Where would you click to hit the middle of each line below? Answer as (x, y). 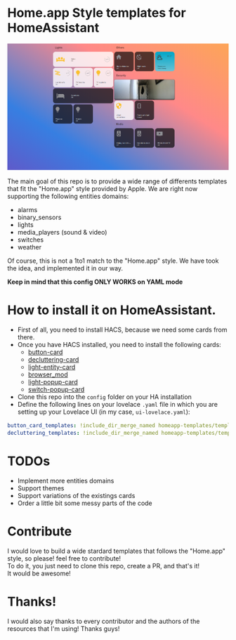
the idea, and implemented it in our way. (65, 268)
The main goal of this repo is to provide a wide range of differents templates (117, 181)
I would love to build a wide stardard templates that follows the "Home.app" (117, 551)
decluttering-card (53, 360)
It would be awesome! (39, 573)
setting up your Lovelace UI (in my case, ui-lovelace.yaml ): (104, 412)
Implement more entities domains (66, 481)
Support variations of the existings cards (76, 495)
